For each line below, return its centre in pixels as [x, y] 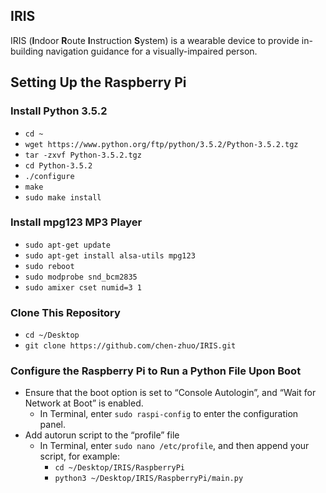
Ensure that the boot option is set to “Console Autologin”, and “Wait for [170, 393]
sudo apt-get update [67, 245]
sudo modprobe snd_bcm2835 [81, 277]
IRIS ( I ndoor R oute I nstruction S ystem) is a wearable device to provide [155, 40]
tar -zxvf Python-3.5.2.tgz [83, 155]
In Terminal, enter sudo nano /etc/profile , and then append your [174, 446]
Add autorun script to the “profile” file [102, 435]
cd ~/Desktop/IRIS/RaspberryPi [119, 468]
